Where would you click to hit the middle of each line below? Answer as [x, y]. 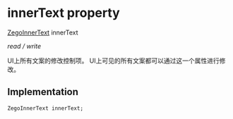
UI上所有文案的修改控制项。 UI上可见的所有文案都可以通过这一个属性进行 [114, 61]
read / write [24, 46]
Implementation [43, 92]
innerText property [64, 13]
